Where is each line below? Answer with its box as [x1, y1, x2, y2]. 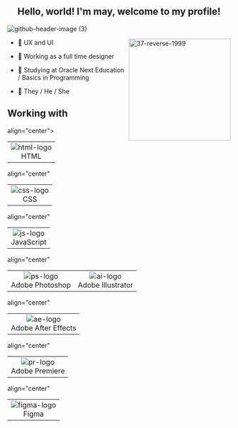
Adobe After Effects [11, 322, 76, 332]
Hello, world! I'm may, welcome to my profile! [17, 6, 221, 18]
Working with [7, 108, 69, 120]
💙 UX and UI [17, 38, 54, 47]
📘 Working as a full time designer [17, 52, 115, 60]
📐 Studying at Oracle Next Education [17, 65, 125, 74]
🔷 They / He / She [17, 86, 69, 95]
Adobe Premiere [11, 366, 65, 376]
